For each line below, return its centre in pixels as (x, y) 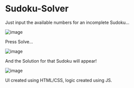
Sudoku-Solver (37, 9)
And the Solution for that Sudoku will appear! (51, 61)
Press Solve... (19, 42)
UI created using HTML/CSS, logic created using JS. (59, 80)
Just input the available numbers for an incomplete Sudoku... (67, 22)
